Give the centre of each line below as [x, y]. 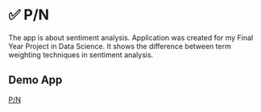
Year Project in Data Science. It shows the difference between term [120, 46]
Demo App [35, 80]
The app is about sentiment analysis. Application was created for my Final [131, 37]
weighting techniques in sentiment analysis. [81, 55]
